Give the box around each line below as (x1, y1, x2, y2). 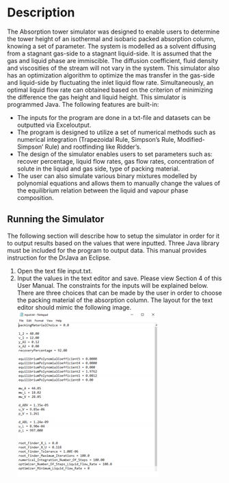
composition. (16, 193, 54, 201)
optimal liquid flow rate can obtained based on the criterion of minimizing (7, 86, 213, 94)
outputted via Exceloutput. (16, 121, 92, 129)
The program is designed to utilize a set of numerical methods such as (16, 128, 216, 136)
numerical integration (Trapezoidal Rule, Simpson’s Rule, (16, 135, 176, 143)
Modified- (177, 135, 205, 143)
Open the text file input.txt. (16, 267, 93, 275)
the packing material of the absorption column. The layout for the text (16, 296, 213, 304)
